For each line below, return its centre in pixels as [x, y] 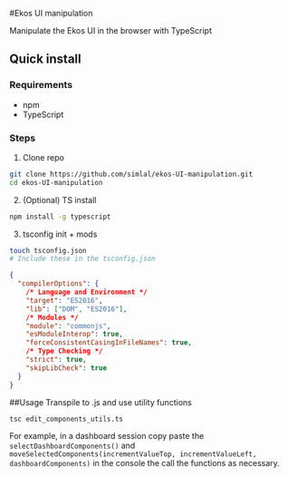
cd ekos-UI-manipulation [56, 182]
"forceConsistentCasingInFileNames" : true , [109, 343]
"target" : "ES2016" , [64, 300]
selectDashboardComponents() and [72, 446]
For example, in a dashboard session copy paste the [107, 436]
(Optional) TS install [59, 200]
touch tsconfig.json [48, 250]
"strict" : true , [57, 360]
